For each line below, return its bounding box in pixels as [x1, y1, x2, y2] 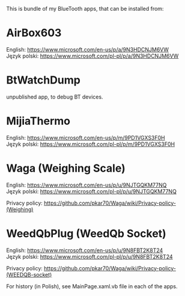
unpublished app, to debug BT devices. [6, 93, 103, 100]
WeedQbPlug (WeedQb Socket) [6, 226, 166, 240]
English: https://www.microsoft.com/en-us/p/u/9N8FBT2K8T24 [6, 246, 163, 254]
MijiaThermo [6, 114, 71, 128]
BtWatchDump [6, 73, 81, 87]
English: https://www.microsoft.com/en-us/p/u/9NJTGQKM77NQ [6, 181, 167, 189]
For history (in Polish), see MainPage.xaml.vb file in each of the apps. [6, 282, 178, 290]
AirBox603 [6, 26, 62, 40]
